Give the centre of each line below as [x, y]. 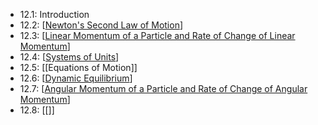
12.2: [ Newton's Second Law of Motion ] [101, 25]
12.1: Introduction [54, 14]
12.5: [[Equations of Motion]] [78, 67]
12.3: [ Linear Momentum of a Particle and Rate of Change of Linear [157, 35]
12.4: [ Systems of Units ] [69, 57]
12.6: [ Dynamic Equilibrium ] [76, 78]
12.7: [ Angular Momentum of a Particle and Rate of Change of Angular [163, 88]
